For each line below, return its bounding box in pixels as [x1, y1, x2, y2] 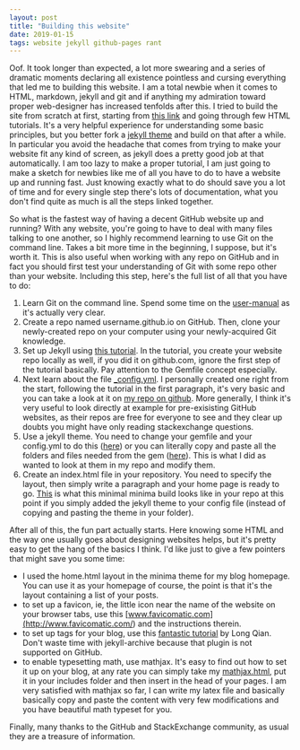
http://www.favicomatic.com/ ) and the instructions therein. [25, 618, 242, 629]
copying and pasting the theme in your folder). [21, 508, 194, 519]
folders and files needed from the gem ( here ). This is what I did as [21, 450, 267, 461]
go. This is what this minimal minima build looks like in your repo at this [21, 488, 285, 499]
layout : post [9, 13, 58, 22]
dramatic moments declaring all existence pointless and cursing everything [9, 73, 287, 83]
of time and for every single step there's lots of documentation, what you [9, 187, 279, 197]
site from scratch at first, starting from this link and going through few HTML [9, 110, 291, 121]
